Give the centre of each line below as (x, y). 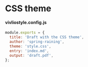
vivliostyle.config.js (26, 22)
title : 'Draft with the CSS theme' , (47, 37)
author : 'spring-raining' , (37, 42)
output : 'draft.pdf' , (32, 55)
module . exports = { (25, 33)
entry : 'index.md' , (29, 51)
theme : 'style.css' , (30, 46)
